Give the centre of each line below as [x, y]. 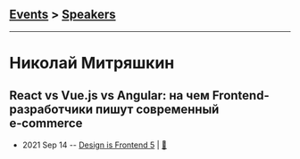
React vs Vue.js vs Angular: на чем [109, 95]
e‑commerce [46, 123]
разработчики [51, 110]
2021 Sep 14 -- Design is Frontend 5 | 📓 [95, 145]
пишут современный [157, 110]
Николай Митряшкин [92, 63]
